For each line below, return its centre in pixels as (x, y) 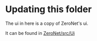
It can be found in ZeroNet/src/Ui (40, 33)
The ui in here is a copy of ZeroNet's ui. (47, 23)
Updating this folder (48, 9)
